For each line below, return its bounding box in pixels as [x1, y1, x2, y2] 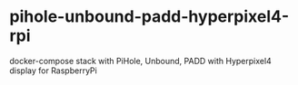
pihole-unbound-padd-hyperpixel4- [9, 6, 290, 27]
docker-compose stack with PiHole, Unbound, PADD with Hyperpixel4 [9, 55, 273, 66]
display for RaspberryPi [9, 65, 97, 76]
